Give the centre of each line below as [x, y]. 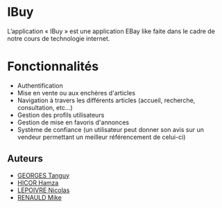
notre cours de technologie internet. [59, 38]
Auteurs [25, 159]
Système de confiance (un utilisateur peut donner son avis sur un [111, 129]
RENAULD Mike [40, 197]
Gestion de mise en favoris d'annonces [73, 122]
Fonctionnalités [53, 67]
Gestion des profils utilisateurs [61, 115]
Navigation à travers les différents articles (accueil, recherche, [106, 100]
